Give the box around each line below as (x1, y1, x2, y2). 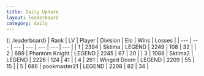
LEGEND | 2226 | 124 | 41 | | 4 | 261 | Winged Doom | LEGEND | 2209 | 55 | (6, 56, 195, 64)
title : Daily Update (6, 9, 59, 15)
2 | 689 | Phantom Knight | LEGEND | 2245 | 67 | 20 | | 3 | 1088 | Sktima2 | (6, 50, 194, 57)
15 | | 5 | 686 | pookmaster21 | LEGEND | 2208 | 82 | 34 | (6, 63, 149, 70)
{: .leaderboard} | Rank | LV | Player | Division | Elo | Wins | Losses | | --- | (6, 37, 192, 44)
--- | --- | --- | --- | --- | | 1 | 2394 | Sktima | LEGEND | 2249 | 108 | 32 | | (13, 43, 197, 50)
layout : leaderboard (6, 15, 59, 21)
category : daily (6, 20, 48, 26)
